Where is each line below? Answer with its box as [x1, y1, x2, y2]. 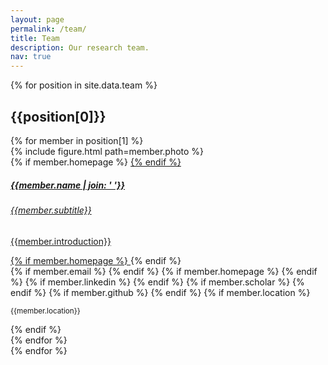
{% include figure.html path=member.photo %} [10, 145, 205, 157]
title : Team [10, 33, 60, 43]
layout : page [10, 14, 65, 25]
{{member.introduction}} [10, 235, 112, 247]
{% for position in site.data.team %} [10, 79, 158, 91]
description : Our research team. [10, 42, 150, 53]
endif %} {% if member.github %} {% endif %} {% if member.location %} [10, 286, 311, 298]
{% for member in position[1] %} [10, 134, 144, 146]
